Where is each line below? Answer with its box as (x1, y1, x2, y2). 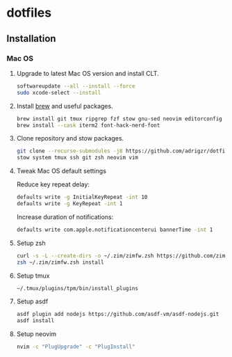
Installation (6, 33, 56, 45)
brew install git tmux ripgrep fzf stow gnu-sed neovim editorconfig (16, 115, 223, 122)
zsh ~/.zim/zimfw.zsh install (16, 259, 105, 266)
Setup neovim (16, 330, 57, 338)
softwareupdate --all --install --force (16, 82, 135, 90)
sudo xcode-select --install (16, 89, 101, 96)
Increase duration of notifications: (16, 212, 114, 221)
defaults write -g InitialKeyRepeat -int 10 (16, 193, 148, 201)
